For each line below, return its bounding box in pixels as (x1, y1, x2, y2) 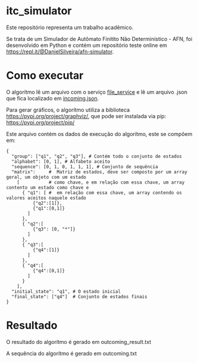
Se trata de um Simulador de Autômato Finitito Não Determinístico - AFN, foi (6, 35, 193, 42)
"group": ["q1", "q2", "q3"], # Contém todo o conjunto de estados (11, 153, 183, 159)
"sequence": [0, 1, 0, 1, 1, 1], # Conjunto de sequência (11, 163, 159, 170)
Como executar (6, 69, 84, 83)
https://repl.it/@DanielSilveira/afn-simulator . (6, 48, 114, 55)
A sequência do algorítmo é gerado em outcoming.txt (6, 349, 137, 357)
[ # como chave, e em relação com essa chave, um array (17, 179, 185, 185)
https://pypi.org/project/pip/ (6, 119, 75, 126)
